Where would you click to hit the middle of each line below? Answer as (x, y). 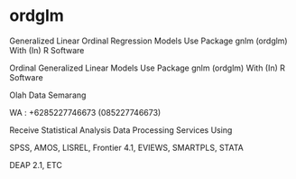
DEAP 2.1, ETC (36, 165)
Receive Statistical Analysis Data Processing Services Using (121, 130)
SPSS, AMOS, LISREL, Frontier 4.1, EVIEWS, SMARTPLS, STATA (126, 147)
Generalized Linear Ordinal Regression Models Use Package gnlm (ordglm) (148, 41)
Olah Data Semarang (48, 95)
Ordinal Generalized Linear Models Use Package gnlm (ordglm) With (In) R (148, 68)
